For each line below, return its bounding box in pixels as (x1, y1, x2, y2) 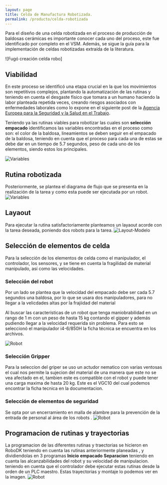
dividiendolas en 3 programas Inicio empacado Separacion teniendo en (5, 453, 154, 459)
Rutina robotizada (5, 170, 62, 179)
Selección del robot (5, 278, 53, 285)
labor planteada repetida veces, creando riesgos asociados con (5, 99, 136, 105)
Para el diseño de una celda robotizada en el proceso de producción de (5, 30, 152, 36)
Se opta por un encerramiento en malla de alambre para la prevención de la (5, 409, 161, 415)
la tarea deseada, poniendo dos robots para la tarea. (5, 227, 113, 233)
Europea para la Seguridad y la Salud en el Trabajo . (5, 110, 111, 116)
